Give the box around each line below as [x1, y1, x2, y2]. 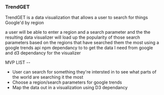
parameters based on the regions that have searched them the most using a [5, 40, 159, 46]
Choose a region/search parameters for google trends [12, 79, 122, 85]
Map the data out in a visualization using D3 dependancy [12, 85, 128, 91]
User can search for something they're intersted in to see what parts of [12, 69, 157, 75]
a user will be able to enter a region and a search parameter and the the [5, 29, 151, 35]
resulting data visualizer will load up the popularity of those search [5, 34, 140, 40]
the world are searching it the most [12, 74, 84, 80]
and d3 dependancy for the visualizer [5, 50, 81, 56]
